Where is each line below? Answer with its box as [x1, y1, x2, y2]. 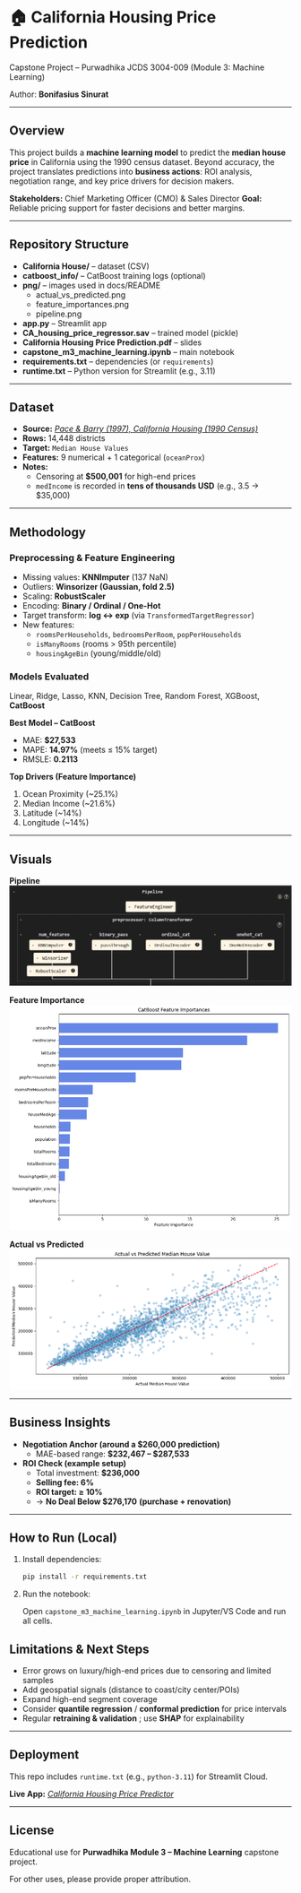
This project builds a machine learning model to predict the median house [9, 147, 287, 158]
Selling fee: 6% [35, 1476, 94, 1488]
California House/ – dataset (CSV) [21, 261, 150, 272]
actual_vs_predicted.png [35, 289, 126, 300]
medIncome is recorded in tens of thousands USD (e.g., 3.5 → [35, 480, 260, 491]
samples [21, 1675, 54, 1686]
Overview [9, 123, 65, 139]
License [9, 1823, 55, 1838]
